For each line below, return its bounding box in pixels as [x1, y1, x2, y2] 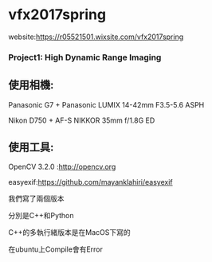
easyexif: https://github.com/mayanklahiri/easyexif [8, 178, 173, 187]
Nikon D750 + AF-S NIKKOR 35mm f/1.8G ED [8, 115, 155, 125]
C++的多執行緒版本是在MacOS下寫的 [8, 228, 131, 237]
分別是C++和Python [8, 211, 74, 221]
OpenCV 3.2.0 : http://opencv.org [8, 162, 116, 172]
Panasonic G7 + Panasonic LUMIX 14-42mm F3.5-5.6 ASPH [8, 100, 205, 109]
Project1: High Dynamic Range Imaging [8, 52, 162, 63]
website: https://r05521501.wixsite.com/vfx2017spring [8, 32, 184, 41]
